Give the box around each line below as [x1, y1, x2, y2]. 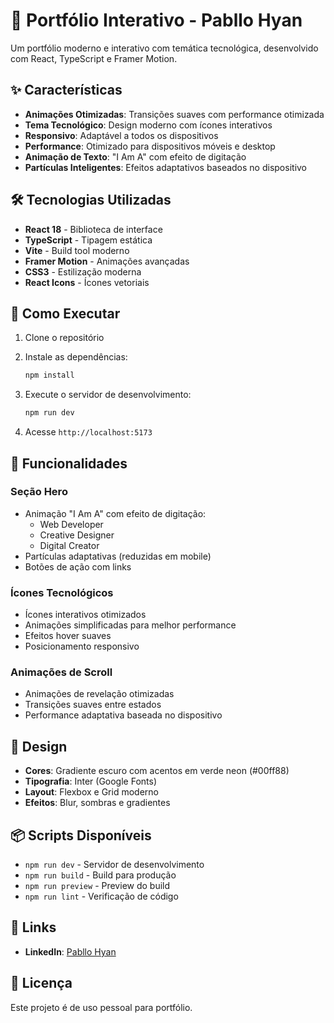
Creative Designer [39, 529, 115, 541]
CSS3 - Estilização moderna [24, 265, 142, 278]
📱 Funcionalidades [10, 455, 128, 472]
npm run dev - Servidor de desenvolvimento [24, 859, 205, 871]
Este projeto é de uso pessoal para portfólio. [10, 1001, 193, 1013]
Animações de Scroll [10, 665, 113, 679]
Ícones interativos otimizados [24, 609, 147, 621]
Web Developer [39, 518, 104, 530]
